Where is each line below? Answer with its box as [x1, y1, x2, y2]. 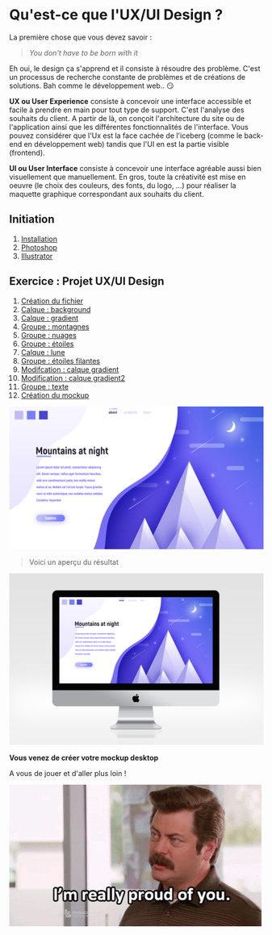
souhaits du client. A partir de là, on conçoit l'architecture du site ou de [9, 113, 245, 123]
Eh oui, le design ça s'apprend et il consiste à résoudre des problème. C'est [9, 63, 261, 73]
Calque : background [20, 304, 91, 314]
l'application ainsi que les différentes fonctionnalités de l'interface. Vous [9, 122, 249, 131]
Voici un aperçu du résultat [28, 557, 119, 567]
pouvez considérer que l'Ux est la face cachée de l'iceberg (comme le [9, 131, 243, 140]
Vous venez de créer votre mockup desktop [9, 753, 159, 763]
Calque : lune [20, 347, 65, 357]
